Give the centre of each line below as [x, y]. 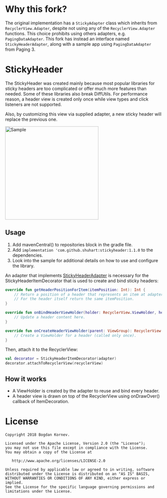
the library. [23, 266]
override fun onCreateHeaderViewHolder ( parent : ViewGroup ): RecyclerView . [84, 331]
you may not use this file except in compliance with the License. [77, 448]
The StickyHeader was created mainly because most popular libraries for [80, 83]
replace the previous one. [31, 119]
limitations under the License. [39, 491]
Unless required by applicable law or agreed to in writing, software [80, 469]
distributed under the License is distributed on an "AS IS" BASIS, [78, 474]
